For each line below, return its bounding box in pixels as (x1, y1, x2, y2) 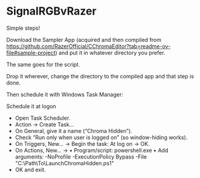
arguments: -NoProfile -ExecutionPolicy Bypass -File (15, 153, 147, 160)
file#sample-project (6, 49, 56, 56)
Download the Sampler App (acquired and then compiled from (6, 36, 162, 43)
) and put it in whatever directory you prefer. (55, 49, 165, 56)
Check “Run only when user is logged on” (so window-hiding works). (15, 134, 188, 141)
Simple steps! (6, 24, 41, 32)
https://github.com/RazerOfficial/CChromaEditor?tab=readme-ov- (6, 43, 171, 50)
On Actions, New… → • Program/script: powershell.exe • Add (15, 146, 168, 154)
